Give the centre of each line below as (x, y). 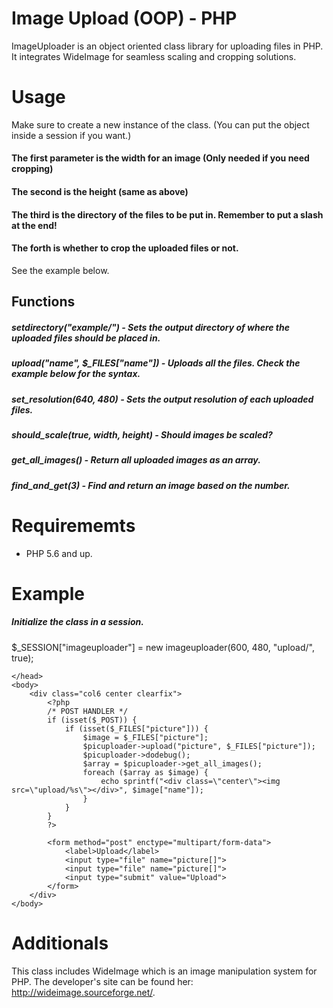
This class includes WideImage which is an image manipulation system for (164, 971)
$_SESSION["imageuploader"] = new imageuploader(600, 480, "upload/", (163, 647)
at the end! (34, 225)
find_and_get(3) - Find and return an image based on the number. (151, 485)
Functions (43, 302)
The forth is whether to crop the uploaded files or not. (125, 248)
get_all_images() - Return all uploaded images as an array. (136, 460)
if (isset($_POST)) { (92, 720)
